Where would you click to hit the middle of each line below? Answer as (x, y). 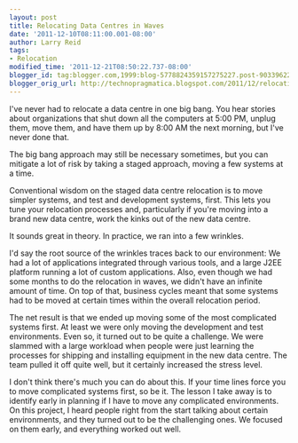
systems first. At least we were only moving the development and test (137, 327)
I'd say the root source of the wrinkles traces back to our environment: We (145, 253)
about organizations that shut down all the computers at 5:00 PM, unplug (143, 118)
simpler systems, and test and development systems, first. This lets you (140, 200)
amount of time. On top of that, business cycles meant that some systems (144, 290)
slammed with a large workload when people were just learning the (132, 345)
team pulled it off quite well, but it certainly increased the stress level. (136, 364)
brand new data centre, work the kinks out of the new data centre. (130, 218)
